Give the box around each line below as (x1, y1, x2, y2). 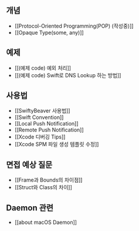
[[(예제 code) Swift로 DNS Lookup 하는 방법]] (14, 71, 121, 78)
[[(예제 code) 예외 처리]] (14, 64, 72, 71)
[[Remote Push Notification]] (14, 126, 84, 134)
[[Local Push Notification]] (14, 120, 79, 127)
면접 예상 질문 (6, 160, 53, 170)
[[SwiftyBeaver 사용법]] (14, 107, 70, 114)
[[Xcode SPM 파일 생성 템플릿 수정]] (14, 141, 99, 148)
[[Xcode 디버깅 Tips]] (14, 133, 66, 140)
